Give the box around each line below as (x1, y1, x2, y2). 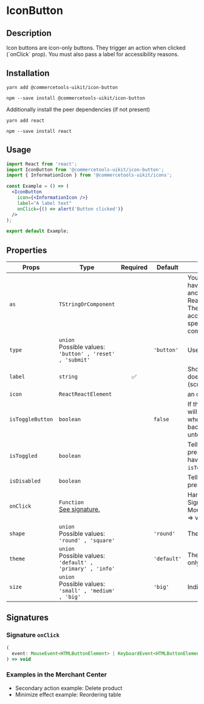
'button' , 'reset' (58, 350, 115, 357)
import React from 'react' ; (6, 161, 78, 167)
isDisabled (9, 478, 41, 485)
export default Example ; (6, 228, 69, 235)
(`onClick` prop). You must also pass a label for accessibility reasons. (6, 51, 179, 58)
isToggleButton (9, 416, 53, 423)
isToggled (9, 452, 38, 460)
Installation (6, 68, 50, 79)
